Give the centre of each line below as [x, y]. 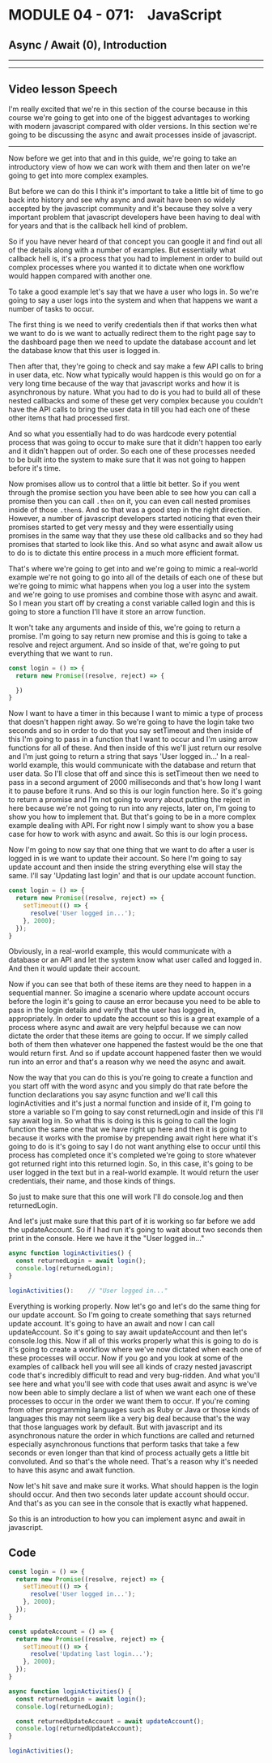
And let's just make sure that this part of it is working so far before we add [132, 1221]
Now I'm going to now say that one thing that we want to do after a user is [132, 850]
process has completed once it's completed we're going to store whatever [132, 1155]
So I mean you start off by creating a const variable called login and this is [132, 603]
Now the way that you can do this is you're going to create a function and [131, 1078]
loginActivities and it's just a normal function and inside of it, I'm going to [130, 1103]
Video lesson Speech [63, 90]
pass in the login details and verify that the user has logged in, [112, 1010]
